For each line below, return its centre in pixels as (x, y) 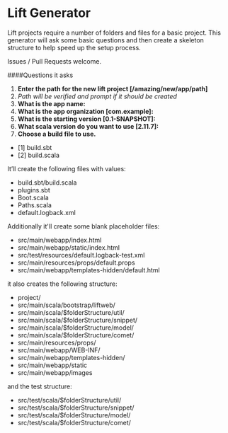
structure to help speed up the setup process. (74, 47)
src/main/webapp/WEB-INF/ (59, 350)
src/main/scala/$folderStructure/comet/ (76, 335)
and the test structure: (40, 386)
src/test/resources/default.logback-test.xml (81, 255)
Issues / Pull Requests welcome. (54, 61)
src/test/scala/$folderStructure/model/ (74, 415)
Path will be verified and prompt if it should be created (97, 96)
